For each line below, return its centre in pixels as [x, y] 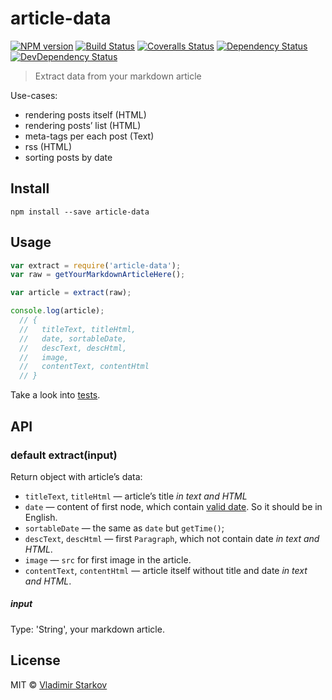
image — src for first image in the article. [108, 559]
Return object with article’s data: [76, 476]
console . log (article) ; [57, 311]
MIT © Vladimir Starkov [59, 684]
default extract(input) [64, 455]
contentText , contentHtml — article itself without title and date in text [166, 570]
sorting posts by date [68, 157]
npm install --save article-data [80, 212]
